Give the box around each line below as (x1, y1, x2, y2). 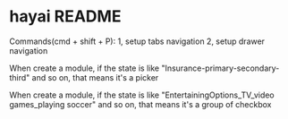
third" (9, 72, 30, 82)
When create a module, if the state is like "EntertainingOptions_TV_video (9, 89, 275, 100)
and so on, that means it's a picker (31, 72, 159, 82)
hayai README (9, 6, 122, 27)
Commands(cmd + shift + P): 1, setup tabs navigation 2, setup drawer (9, 36, 266, 47)
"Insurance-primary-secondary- (160, 63, 280, 73)
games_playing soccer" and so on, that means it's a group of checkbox (9, 98, 272, 109)
